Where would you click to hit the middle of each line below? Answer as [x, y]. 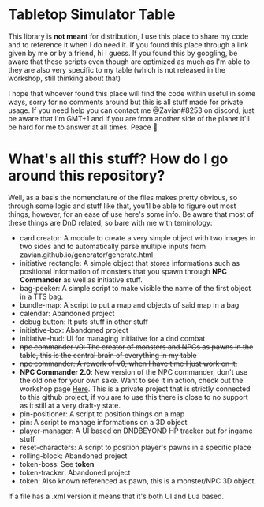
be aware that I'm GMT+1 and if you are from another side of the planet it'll [129, 118]
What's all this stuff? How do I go [118, 159]
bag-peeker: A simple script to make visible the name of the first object [135, 288]
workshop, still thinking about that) [64, 78]
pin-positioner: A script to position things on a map [102, 414]
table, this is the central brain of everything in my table [108, 355]
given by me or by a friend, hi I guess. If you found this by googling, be [123, 53]
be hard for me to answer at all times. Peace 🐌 [83, 127]
